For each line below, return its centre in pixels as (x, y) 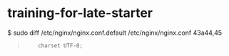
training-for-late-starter (80, 13)
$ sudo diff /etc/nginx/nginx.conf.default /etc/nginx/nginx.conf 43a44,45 (115, 33)
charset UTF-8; (61, 45)
